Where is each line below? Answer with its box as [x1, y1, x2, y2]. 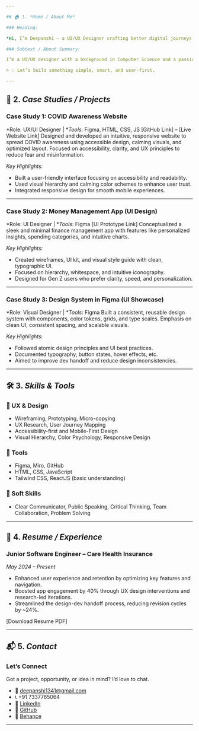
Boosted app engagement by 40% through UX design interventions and [14, 587, 190, 595]
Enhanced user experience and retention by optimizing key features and [14, 575, 191, 582]
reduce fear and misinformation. [6, 151, 85, 158]
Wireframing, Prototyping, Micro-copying [14, 415, 115, 422]
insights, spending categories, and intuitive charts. [6, 233, 129, 240]
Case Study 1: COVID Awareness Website [6, 112, 127, 120]
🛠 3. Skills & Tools [6, 380, 75, 390]
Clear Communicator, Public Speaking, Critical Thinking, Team [14, 503, 167, 510]
